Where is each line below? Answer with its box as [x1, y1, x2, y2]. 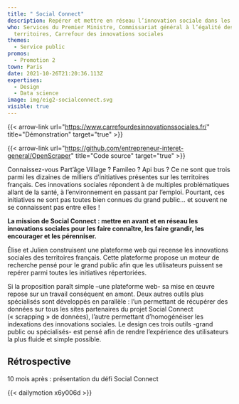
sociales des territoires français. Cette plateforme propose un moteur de [7, 253, 220, 262]
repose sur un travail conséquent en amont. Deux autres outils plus [7, 289, 204, 298]
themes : [7, 37, 31, 44]
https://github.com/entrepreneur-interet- [65, 144, 184, 152]
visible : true [7, 103, 50, 110]
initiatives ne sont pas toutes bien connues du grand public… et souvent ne [7, 195, 228, 203]
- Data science [14, 90, 59, 97]
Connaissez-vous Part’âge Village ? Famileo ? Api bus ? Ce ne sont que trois [7, 165, 230, 174]
